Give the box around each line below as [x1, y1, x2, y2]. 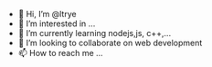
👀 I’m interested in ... [17, 18, 96, 29]
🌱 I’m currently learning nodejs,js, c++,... [17, 28, 172, 38]
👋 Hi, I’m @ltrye [17, 9, 77, 19]
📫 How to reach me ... [17, 48, 103, 58]
